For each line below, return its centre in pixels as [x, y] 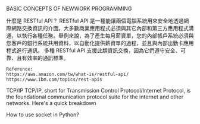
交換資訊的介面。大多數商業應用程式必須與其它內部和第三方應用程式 [105, 28]
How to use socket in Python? [43, 115]
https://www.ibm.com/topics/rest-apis [54, 80]
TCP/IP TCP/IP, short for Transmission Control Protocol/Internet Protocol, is [99, 90]
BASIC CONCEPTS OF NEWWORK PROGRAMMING [69, 9]
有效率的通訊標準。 [45, 58]
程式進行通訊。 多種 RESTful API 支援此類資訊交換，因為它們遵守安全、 [93, 50]
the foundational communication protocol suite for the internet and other [95, 97]
